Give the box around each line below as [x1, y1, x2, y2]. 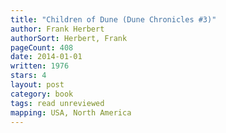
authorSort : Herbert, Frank [10, 33, 128, 43]
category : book [10, 89, 74, 99]
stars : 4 [10, 71, 47, 81]
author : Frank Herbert [10, 24, 105, 34]
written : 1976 [10, 61, 70, 71]
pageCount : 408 [10, 42, 74, 53]
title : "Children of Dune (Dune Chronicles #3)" [10, 14, 217, 25]
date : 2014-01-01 [10, 52, 83, 62]
